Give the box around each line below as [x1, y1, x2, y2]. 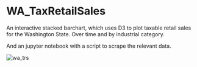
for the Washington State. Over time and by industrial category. [6, 30, 165, 37]
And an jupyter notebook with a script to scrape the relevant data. [6, 42, 172, 49]
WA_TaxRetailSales [6, 4, 106, 18]
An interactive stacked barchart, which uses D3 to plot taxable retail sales [6, 24, 192, 31]
